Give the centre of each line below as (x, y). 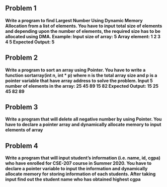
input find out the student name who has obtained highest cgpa (73, 179)
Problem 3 (22, 107)
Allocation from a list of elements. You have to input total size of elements (84, 26)
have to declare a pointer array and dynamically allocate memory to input (83, 124)
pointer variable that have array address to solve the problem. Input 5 (79, 81)
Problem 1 (21, 8)
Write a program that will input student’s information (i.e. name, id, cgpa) (83, 158)
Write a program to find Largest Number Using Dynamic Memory (74, 20)
